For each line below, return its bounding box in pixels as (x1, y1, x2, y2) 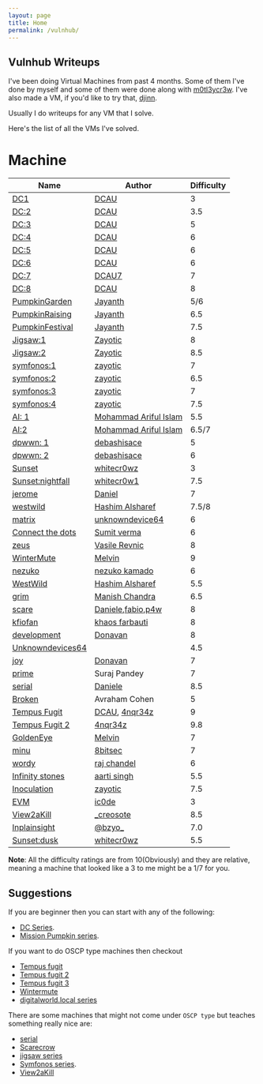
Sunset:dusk (12, 835, 58, 846)
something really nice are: (8, 1018, 92, 1028)
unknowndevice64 (94, 514, 164, 525)
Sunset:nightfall (12, 475, 70, 486)
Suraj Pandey (94, 668, 145, 679)
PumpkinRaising (12, 309, 73, 320)
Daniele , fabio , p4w (94, 604, 162, 615)
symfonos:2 (12, 373, 57, 384)
